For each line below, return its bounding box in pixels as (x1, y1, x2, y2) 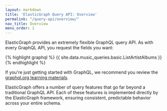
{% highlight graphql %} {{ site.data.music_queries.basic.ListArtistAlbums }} (5, 54, 162, 60)
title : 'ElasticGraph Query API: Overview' (5, 12, 97, 17)
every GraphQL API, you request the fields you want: (5, 45, 113, 51)
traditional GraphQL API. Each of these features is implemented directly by (5, 90, 158, 96)
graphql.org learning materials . (5, 75, 69, 81)
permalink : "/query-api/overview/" (5, 16, 79, 21)
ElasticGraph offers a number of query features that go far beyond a (5, 84, 145, 90)
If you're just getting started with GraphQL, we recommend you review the (5, 69, 158, 75)
